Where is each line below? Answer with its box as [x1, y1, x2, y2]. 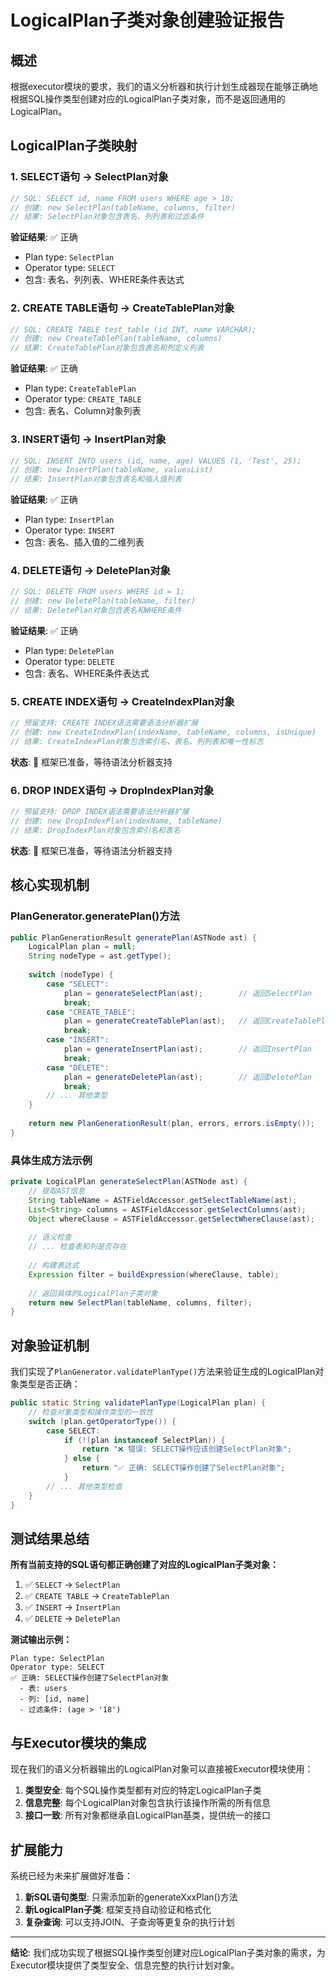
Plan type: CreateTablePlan [24, 382, 137, 395]
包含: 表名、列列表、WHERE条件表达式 [24, 274, 185, 286]
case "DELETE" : [46, 1062, 110, 1073]
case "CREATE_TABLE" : [46, 1007, 137, 1017]
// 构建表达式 [28, 1261, 80, 1271]
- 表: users [19, 1684, 68, 1694]
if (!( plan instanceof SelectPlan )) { [63, 1435, 226, 1445]
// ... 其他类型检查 [46, 1481, 123, 1491]
